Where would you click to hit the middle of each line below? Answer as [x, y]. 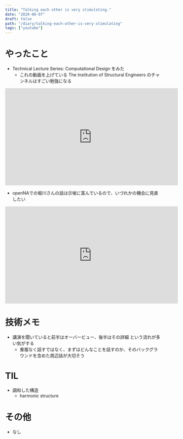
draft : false [18, 19]
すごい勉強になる [54, 81]
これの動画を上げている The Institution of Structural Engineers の [85, 75]
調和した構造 [25, 390]
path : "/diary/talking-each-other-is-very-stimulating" [64, 23]
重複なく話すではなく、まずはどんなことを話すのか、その [78, 349]
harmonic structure [39, 396]
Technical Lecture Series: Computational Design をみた [68, 69]
